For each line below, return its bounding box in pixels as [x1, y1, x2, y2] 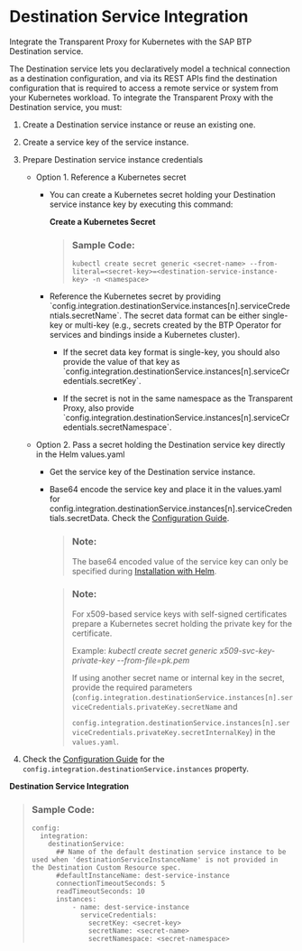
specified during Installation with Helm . [71, 565, 217, 576]
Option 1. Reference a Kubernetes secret [35, 172, 187, 182]
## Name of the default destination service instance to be [55, 847, 287, 857]
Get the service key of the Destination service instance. [49, 467, 256, 478]
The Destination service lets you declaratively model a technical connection [9, 63, 290, 74]
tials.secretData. [49, 513, 110, 524]
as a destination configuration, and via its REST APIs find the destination [9, 72, 278, 83]
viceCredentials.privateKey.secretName [71, 703, 223, 712]
